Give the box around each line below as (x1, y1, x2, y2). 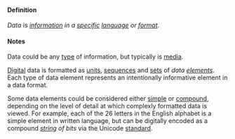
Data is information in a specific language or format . (7, 21, 160, 29)
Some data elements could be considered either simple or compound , (7, 94, 209, 103)
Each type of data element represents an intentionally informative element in (7, 73, 228, 82)
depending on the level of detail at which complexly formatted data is (7, 102, 208, 110)
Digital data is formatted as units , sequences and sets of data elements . (7, 66, 215, 75)
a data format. (7, 81, 48, 89)
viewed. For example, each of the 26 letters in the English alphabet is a (7, 109, 212, 118)
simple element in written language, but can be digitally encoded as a (7, 117, 208, 125)
